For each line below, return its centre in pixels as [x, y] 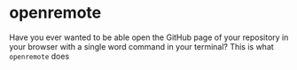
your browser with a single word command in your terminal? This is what [142, 46]
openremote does [39, 56]
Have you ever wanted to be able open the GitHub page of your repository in [149, 37]
